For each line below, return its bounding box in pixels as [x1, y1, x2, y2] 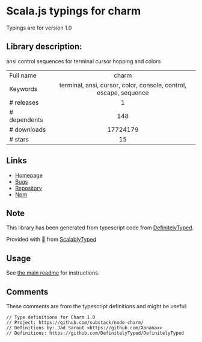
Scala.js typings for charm [6, 4, 141, 18]
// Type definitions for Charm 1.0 [6, 314, 96, 320]
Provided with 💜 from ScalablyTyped [6, 236, 97, 243]
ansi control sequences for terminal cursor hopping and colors [6, 57, 161, 64]
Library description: [6, 42, 82, 52]
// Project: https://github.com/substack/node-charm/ [6, 320, 144, 326]
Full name [9, 71, 37, 79]
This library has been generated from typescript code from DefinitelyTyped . [6, 224, 194, 231]
